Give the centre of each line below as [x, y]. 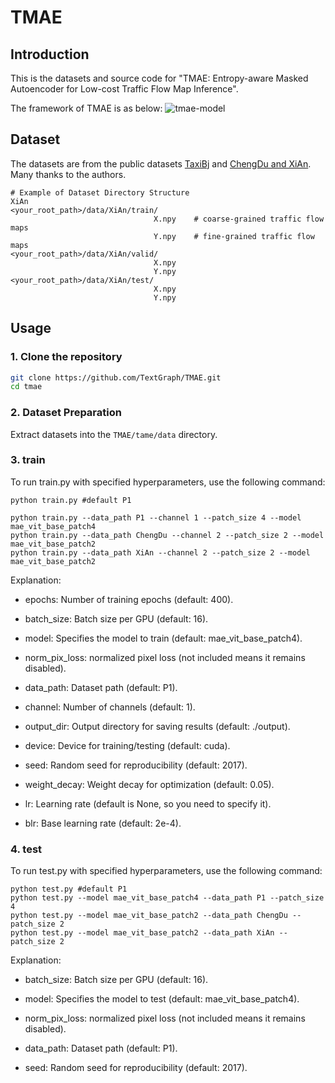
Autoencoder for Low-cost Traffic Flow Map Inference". [124, 89]
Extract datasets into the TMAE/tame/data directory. [114, 434]
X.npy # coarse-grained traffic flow [239, 219]
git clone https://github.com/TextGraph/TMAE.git [116, 377]
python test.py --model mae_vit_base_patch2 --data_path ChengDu [149, 916]
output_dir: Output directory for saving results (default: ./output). [157, 726]
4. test [26, 849]
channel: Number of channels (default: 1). [110, 707]
